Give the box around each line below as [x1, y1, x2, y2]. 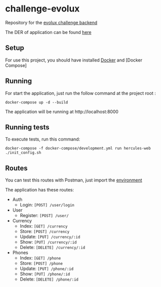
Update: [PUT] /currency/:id [19, 233, 80, 240]
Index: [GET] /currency [19, 223, 68, 229]
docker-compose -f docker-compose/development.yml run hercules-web [5, 146, 151, 151]
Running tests [5, 123, 50, 131]
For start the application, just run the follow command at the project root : [5, 90, 156, 96]
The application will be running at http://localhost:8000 [5, 108, 118, 114]
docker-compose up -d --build [5, 99, 68, 105]
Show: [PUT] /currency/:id [19, 239, 77, 245]
